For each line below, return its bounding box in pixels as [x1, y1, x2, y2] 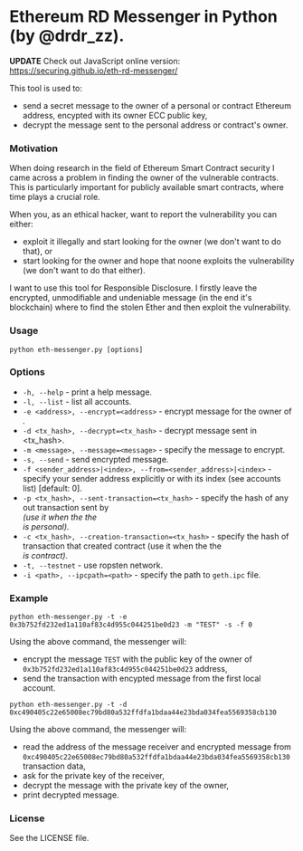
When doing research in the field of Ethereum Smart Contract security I [9, 163, 275, 174]
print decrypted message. [22, 789, 119, 800]
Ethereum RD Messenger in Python [9, 6, 278, 27]
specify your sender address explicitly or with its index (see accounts [22, 473, 281, 483]
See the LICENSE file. [9, 833, 90, 844]
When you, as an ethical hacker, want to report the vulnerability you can [9, 209, 278, 220]
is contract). [22, 550, 69, 560]
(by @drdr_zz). [9, 25, 125, 46]
